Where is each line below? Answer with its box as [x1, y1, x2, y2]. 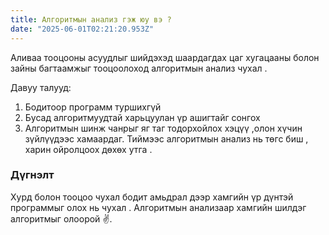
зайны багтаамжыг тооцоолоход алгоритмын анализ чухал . [10, 62, 268, 74]
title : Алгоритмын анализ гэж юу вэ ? [10, 14, 172, 25]
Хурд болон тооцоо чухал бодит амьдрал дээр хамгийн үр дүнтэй [10, 191, 294, 203]
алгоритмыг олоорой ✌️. [10, 212, 113, 225]
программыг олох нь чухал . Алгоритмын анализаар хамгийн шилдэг [10, 201, 307, 213]
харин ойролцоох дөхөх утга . [24, 143, 153, 155]
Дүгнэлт [10, 168, 55, 182]
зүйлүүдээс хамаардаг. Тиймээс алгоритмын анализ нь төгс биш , [24, 132, 309, 145]
